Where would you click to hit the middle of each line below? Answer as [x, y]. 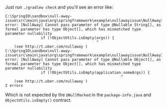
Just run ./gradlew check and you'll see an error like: [59, 7]
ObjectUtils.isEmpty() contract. [39, 100]
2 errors [14, 86]
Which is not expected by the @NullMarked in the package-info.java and [78, 95]
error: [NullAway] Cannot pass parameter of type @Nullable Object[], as [83, 59]
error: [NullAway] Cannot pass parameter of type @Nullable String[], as [83, 25]
